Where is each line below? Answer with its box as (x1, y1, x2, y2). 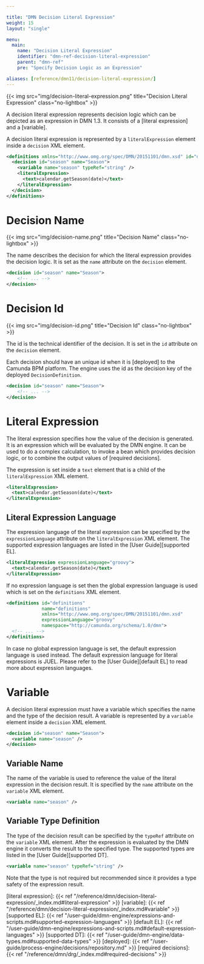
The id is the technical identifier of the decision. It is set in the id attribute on (6, 340, 198, 347)
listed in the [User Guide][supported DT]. (6, 851, 109, 858)
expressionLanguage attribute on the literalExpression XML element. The (6, 535, 190, 542)
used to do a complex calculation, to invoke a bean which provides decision (6, 448, 195, 455)
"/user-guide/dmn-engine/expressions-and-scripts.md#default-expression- (6, 925, 197, 932)
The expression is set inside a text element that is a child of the (6, 466, 166, 473)
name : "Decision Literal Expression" (17, 48, 113, 54)
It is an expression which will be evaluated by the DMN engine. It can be (6, 441, 186, 448)
